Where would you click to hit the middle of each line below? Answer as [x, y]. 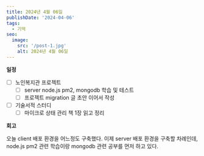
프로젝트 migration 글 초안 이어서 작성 [69, 97]
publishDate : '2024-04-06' [40, 18]
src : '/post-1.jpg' [42, 46]
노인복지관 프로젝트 [38, 82]
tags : [13, 23]
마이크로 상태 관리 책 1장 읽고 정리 [64, 113]
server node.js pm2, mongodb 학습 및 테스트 [79, 90]
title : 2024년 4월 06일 [34, 12]
